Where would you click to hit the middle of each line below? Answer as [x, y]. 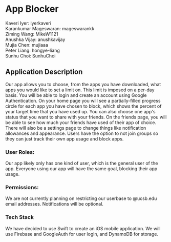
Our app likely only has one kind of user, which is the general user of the [82, 163]
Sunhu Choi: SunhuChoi [30, 56]
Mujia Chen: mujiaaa [27, 45]
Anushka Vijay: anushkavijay [35, 39]
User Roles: [20, 152]
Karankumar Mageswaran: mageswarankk [50, 28]
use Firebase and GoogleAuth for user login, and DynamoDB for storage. [82, 234]
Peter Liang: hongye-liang [33, 50]
